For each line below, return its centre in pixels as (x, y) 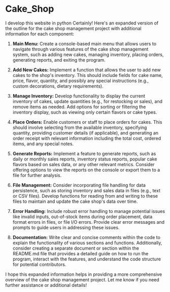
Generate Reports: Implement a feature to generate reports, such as (84, 153)
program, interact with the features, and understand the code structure (87, 259)
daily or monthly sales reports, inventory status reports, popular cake (85, 159)
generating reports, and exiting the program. (59, 60)
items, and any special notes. (43, 144)
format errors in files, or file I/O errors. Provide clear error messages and (89, 222)
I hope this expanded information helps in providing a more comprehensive (84, 274)
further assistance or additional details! (46, 285)
